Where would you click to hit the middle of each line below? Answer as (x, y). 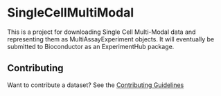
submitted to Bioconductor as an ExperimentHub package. (91, 46)
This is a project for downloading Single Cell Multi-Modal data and (101, 32)
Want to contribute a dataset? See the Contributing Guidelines (96, 85)
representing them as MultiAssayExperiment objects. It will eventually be (111, 39)
